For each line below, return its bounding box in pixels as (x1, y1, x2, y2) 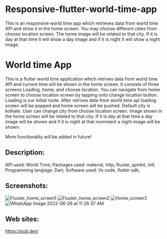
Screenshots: (5, 182, 49, 190)
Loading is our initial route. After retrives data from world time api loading (5, 97, 156, 103)
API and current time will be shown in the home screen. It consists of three (5, 81, 159, 87)
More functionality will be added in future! (5, 133, 92, 139)
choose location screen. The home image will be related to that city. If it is (5, 31, 158, 37)
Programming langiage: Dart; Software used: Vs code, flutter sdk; (5, 167, 140, 173)
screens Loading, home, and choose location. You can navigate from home (5, 87, 160, 93)
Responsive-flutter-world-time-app (5, 4, 157, 15)
